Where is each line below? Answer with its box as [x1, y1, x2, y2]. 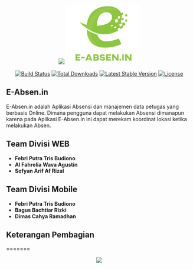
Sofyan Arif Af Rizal [14, 167, 64, 174]
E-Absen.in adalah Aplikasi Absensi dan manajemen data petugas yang [6, 103, 179, 110]
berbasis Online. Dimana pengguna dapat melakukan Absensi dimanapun [6, 109, 185, 116]
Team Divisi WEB [6, 139, 70, 149]
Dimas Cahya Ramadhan [14, 212, 77, 220]
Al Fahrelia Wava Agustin [14, 161, 78, 168]
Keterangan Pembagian [6, 229, 94, 239]
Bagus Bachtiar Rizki [14, 206, 67, 213]
